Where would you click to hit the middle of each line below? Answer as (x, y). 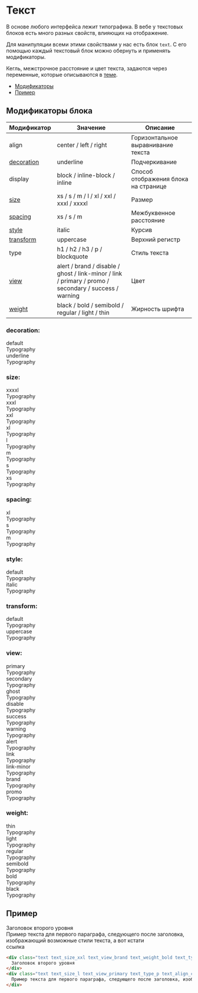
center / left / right (82, 145)
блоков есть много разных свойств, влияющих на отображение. (88, 32)
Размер (142, 200)
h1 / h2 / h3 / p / (80, 249)
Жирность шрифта (158, 309)
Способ (142, 171)
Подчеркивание (154, 162)
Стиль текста (150, 253)
